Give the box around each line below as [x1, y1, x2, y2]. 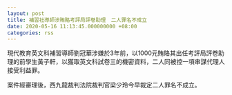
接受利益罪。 [7, 66, 43, 74]
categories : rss [7, 29, 54, 36]
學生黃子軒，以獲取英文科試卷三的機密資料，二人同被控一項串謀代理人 [25, 58, 225, 66]
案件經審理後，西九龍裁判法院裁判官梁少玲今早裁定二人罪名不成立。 [7, 81, 201, 89]
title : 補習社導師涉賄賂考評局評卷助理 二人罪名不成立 [7, 17, 147, 23]
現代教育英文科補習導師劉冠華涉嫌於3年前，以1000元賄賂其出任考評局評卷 [7, 49, 219, 57]
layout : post [7, 10, 45, 17]
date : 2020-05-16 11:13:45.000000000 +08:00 [7, 23, 137, 30]
